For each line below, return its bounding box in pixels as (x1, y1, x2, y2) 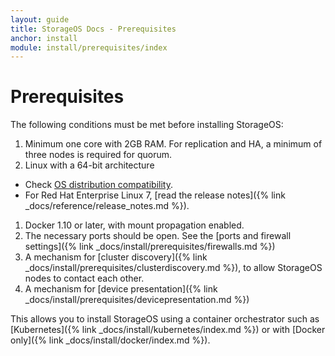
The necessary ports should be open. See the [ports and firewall (24, 230, 292, 242)
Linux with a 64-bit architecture (24, 159, 155, 171)
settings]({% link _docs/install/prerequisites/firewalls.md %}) (24, 241, 276, 253)
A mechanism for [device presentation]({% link (24, 283, 218, 295)
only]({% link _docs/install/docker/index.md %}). (10, 334, 211, 346)
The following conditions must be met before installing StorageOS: (10, 119, 284, 131)
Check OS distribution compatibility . (24, 179, 173, 191)
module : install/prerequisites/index (10, 42, 168, 53)
